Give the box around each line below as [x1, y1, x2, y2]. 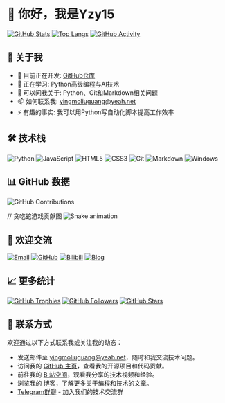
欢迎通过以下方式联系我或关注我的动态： [7, 338, 123, 346]
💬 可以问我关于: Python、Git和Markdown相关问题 [17, 88, 158, 97]
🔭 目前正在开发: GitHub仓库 [17, 71, 96, 80]
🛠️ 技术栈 [7, 132, 46, 144]
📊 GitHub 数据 [7, 176, 71, 188]
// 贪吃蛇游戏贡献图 [7, 212, 62, 220]
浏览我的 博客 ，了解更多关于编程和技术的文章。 [17, 379, 153, 387]
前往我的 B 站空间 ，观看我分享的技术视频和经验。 [17, 370, 159, 378]
